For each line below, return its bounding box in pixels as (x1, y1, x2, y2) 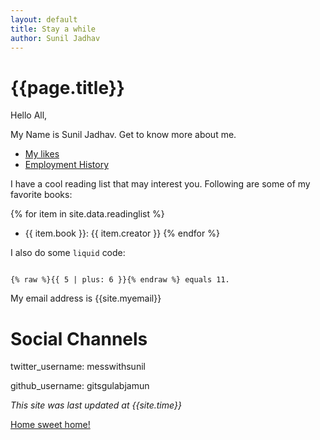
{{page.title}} (10, 76, 125, 99)
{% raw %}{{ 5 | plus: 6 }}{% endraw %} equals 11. (10, 275, 230, 285)
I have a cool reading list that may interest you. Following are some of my (10, 178, 311, 190)
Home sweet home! (10, 419, 91, 431)
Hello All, (10, 109, 48, 121)
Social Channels (10, 327, 148, 350)
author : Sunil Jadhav (10, 33, 101, 43)
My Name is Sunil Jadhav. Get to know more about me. (10, 129, 237, 141)
